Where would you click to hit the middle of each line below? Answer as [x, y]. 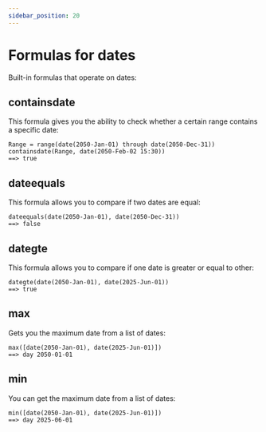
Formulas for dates [72, 55]
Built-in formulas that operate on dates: [72, 77]
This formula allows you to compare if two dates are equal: [104, 202]
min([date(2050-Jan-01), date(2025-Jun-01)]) [85, 413]
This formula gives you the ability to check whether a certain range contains [133, 121]
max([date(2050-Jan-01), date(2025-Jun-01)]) [85, 347]
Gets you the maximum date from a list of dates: [87, 333]
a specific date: [33, 130]
